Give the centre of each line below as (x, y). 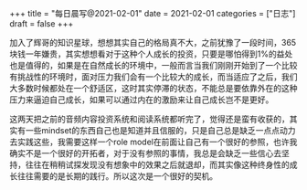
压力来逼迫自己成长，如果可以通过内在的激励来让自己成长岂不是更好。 (142, 100)
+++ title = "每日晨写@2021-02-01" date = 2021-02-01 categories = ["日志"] (153, 13)
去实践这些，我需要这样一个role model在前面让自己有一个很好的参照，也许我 (153, 142)
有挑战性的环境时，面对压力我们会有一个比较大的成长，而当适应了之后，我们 (153, 77)
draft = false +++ (42, 24)
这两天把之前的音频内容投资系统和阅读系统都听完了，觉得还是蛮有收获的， (149, 119)
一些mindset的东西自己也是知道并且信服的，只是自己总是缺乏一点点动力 (160, 130)
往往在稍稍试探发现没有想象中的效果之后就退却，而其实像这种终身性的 (157, 164)
